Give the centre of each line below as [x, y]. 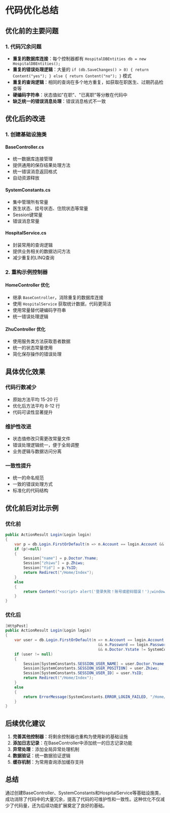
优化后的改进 [25, 119]
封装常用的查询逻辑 [33, 245]
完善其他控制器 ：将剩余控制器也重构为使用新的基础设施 [70, 737]
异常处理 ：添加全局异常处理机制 [46, 749]
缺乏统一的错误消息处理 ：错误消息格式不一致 [59, 101]
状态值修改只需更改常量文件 [41, 439]
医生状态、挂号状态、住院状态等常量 [50, 208]
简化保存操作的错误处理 [37, 354]
